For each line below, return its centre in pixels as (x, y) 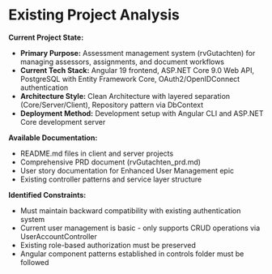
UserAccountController (58, 236)
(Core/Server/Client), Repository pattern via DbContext (112, 105)
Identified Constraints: (47, 195)
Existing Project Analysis (94, 15)
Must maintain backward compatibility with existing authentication (130, 210)
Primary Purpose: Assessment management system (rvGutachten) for (138, 53)
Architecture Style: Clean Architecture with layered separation (125, 96)
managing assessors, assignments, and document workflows (122, 62)
